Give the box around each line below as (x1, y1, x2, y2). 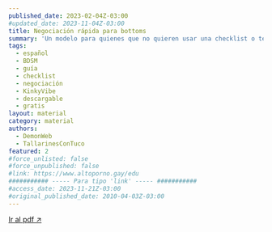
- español (15, 49, 49, 57)
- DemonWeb (15, 132, 53, 140)
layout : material (8, 110, 67, 118)
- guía (15, 65, 38, 73)
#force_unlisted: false (8, 154, 89, 162)
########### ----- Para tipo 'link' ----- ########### (8, 177, 198, 186)
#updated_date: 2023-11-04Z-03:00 (8, 19, 125, 27)
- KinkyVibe (15, 86, 57, 95)
